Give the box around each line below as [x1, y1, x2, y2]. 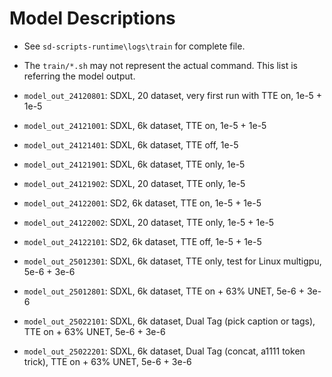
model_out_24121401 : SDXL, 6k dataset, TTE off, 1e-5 [23, 138, 239, 151]
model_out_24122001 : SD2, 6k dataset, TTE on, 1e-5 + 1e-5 [23, 197, 262, 209]
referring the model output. [23, 70, 136, 82]
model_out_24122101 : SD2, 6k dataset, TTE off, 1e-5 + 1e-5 [23, 235, 262, 247]
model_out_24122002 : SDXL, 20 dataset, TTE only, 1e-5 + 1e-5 [23, 216, 275, 228]
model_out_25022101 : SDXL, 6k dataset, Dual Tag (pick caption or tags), [23, 315, 316, 327]
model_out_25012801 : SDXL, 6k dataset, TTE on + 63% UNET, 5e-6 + [23, 285, 305, 297]
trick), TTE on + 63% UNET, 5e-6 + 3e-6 [23, 355, 192, 367]
